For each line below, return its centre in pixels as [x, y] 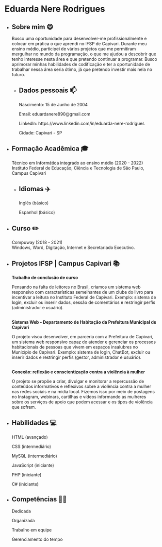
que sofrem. [24, 407]
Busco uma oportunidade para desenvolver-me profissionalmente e [79, 38]
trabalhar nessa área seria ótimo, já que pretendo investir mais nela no [82, 69]
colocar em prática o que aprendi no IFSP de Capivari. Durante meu [79, 44]
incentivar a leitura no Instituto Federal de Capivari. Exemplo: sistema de [84, 298]
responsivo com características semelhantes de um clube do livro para [82, 292]
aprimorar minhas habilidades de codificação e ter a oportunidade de [81, 64]
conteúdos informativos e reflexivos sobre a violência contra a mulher [81, 386]
